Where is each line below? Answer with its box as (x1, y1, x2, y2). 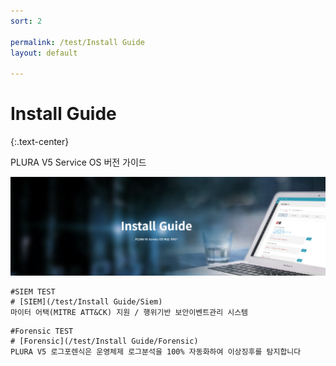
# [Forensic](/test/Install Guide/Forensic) (10, 336, 199, 347)
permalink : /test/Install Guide (10, 37, 145, 47)
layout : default (10, 48, 78, 58)
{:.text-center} (10, 136, 70, 148)
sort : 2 (10, 16, 43, 26)
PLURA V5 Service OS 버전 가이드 (10, 156, 147, 169)
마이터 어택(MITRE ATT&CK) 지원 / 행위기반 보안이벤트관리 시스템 (10, 308, 249, 318)
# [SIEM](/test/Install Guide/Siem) (10, 297, 163, 307)
